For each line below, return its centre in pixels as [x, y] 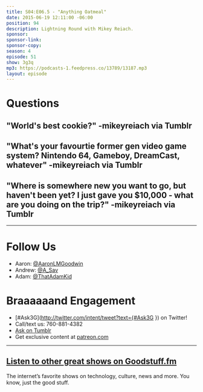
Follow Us [31, 247]
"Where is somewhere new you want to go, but [96, 186]
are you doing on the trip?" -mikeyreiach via [91, 204]
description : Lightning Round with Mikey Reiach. [70, 29]
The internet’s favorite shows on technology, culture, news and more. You [98, 376]
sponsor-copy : [24, 46]
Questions [33, 104]
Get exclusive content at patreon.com [62, 336]
